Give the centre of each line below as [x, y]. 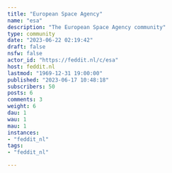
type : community [31, 34]
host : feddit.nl [31, 67]
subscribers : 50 [31, 86]
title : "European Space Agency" [55, 14]
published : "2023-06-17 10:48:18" [58, 80]
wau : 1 [17, 119]
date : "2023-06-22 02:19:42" [50, 40]
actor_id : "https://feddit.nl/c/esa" [63, 60]
